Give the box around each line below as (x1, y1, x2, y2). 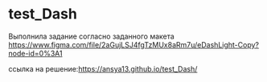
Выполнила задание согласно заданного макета (8, 31, 175, 41)
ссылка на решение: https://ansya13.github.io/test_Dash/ (8, 64, 198, 73)
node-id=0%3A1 (8, 48, 63, 58)
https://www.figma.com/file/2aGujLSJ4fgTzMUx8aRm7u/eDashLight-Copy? (8, 39, 260, 49)
